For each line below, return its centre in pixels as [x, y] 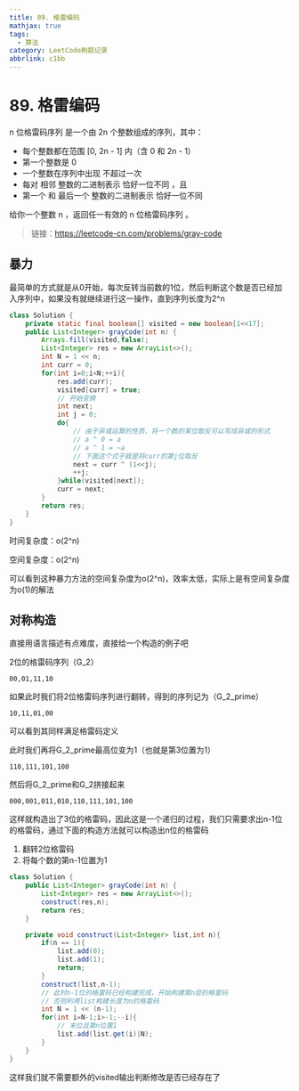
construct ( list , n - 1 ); [81, 984]
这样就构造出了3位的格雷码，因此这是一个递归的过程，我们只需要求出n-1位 [146, 819]
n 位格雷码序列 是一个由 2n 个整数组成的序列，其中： [106, 132]
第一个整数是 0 [49, 162]
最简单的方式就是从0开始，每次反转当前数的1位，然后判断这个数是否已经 [142, 287]
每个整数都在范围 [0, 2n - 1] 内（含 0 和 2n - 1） [109, 151]
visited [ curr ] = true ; [99, 390]
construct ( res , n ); [75, 902]
